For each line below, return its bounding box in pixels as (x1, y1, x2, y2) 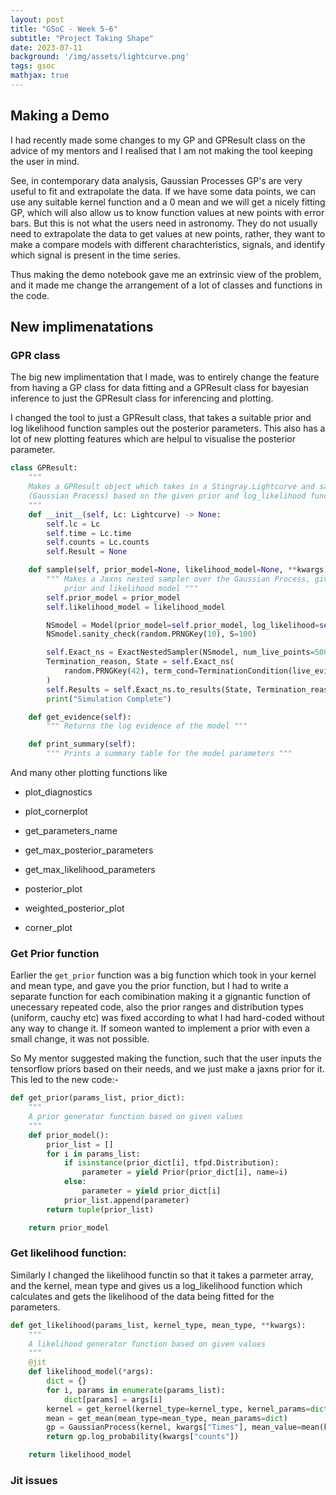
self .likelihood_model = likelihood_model (46, 602, 226, 612)
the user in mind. (10, 155, 80, 167)
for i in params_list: (46, 1149, 141, 1159)
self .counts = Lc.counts (46, 537, 150, 548)
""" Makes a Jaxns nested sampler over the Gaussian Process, (46, 574, 311, 584)
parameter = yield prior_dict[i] (81, 1186, 222, 1196)
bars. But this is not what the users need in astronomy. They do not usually (10, 217, 318, 229)
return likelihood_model (28, 1450, 132, 1460)
